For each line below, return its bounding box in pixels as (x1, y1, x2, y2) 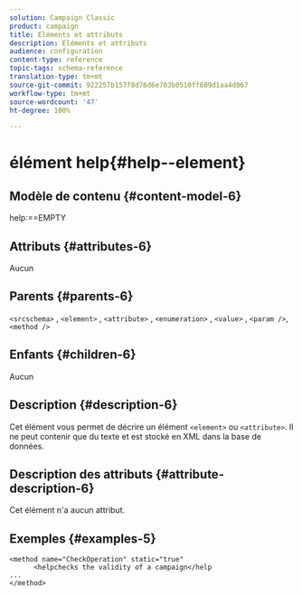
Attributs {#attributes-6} (9, 239, 152, 254)
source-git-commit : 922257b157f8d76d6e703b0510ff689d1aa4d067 (9, 80, 249, 90)
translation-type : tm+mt (9, 72, 103, 81)
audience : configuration (9, 47, 103, 56)
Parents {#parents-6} (9, 289, 134, 304)
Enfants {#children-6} (9, 347, 137, 363)
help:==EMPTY (9, 213, 66, 223)
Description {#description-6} (9, 397, 178, 412)
